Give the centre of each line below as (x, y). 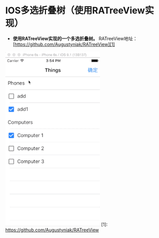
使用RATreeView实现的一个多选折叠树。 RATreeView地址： (75, 38)
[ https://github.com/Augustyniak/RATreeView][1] (64, 44)
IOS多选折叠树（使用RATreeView (75, 11)
